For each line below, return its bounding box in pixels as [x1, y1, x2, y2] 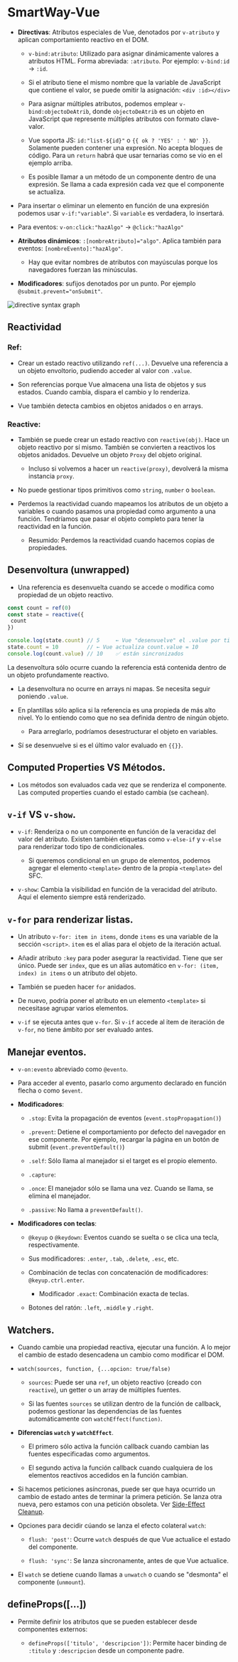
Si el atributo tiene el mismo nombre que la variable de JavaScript [28, 78, 221, 86]
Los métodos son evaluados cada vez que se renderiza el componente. [17, 780, 227, 789]
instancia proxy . [28, 471, 75, 480]
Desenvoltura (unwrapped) [7, 564, 130, 577]
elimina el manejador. [28, 1192, 91, 1200]
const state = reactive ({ [7, 611, 84, 618]
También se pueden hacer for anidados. [17, 983, 136, 992]
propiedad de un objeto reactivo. [17, 590, 114, 599]
